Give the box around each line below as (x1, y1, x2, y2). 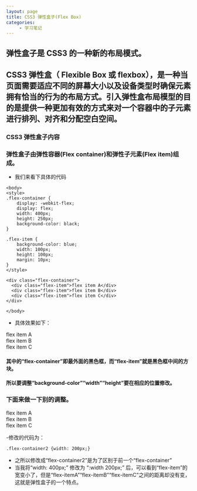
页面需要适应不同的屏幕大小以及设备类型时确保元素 (6, 81, 191, 91)
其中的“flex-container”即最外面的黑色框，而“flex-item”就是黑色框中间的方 (6, 357, 189, 364)
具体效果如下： (14, 319, 51, 326)
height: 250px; (16, 216, 54, 222)
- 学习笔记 (19, 25, 42, 31)
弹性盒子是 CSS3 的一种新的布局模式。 (6, 48, 147, 58)
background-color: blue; (16, 242, 77, 248)
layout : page (6, 8, 38, 15)
